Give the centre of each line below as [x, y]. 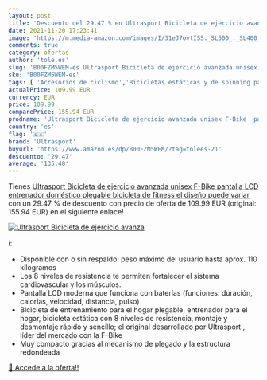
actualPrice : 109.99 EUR [49, 90]
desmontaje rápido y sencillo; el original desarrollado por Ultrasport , [132, 327]
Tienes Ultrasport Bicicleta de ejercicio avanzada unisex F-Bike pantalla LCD [133, 186]
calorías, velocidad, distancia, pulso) [79, 302]
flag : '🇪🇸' [28, 134]
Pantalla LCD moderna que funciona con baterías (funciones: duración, [136, 293]
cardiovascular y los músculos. [70, 284]
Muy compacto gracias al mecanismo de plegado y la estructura [125, 344]
